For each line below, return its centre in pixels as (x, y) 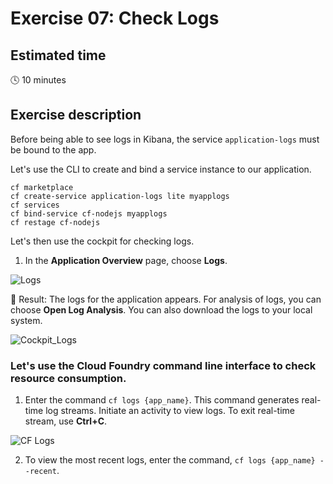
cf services (35, 205)
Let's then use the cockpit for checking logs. (102, 241)
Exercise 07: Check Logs (115, 18)
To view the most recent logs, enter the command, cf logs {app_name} (170, 460)
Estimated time (58, 55)
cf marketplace (42, 187)
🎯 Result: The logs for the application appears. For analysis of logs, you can (166, 299)
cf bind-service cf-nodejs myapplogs (89, 213)
